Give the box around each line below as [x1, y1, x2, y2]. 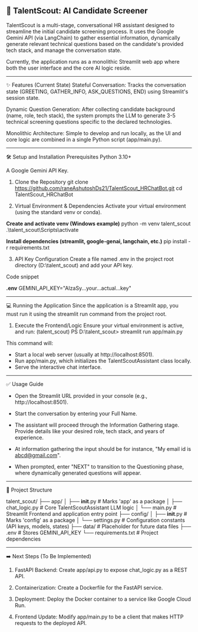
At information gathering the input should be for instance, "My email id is [14, 445, 192, 452]
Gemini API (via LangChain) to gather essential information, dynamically [6, 34, 181, 41]
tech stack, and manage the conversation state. [6, 47, 122, 54]
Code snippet [6, 273, 39, 280]
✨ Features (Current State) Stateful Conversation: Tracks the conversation [6, 81, 186, 89]
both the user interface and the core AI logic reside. [6, 64, 131, 71]
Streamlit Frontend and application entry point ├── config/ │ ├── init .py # [6, 510, 187, 517]
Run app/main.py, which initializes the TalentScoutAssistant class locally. [14, 357, 192, 364]
